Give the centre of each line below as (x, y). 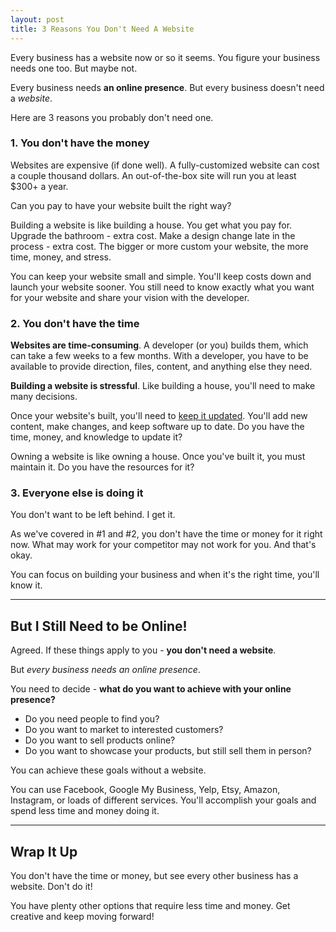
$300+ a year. (39, 186)
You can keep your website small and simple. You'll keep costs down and (161, 276)
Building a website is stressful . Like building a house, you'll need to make (163, 386)
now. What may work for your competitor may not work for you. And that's (163, 545)
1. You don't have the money (80, 143)
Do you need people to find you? (92, 719)
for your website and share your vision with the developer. (130, 297)
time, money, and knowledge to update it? (96, 437)
